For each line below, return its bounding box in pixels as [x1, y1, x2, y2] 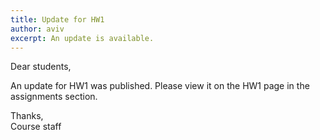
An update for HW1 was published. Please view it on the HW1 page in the [10, 80, 310, 92]
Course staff [10, 121, 62, 133]
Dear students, [10, 61, 72, 73]
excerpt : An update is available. [10, 33, 155, 43]
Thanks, [10, 110, 44, 122]
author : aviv [10, 24, 65, 34]
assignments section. [10, 91, 98, 103]
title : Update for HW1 [10, 14, 105, 25]
